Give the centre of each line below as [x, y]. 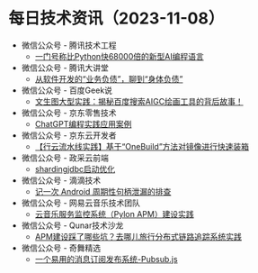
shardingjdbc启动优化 [75, 168]
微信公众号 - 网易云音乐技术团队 [81, 203]
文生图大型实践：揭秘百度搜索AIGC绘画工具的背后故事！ [139, 101]
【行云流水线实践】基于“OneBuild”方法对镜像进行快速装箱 [142, 146]
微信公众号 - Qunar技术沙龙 [72, 225]
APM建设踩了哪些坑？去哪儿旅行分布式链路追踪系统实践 [138, 236]
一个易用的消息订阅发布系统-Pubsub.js [106, 259]
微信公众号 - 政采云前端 [65, 158]
